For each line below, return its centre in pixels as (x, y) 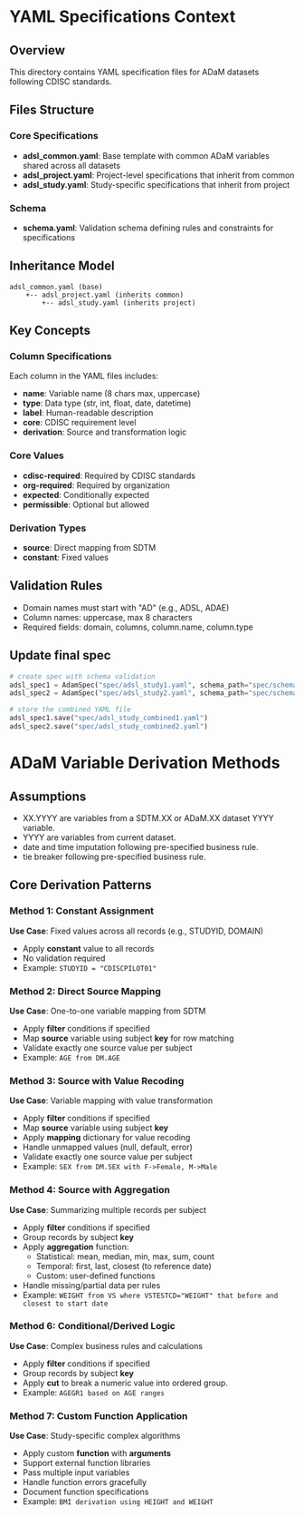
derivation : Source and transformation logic (104, 432)
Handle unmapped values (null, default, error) (107, 1147)
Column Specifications (61, 357)
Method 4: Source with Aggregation (90, 1190)
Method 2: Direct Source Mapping (85, 991)
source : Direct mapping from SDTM (89, 548)
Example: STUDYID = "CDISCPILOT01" (89, 967)
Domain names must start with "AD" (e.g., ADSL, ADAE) (126, 607)
